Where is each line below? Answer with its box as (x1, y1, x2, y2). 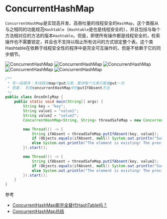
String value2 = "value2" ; (23, 113, 79, 118)
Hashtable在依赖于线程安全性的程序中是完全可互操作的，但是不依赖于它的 (5, 45, 157, 51)
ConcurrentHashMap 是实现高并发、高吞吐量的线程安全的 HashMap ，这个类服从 (5, 20, 159, 26)
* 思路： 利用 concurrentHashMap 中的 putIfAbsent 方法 (7, 85, 110, 90)
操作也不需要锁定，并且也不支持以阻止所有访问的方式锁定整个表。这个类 (5, 38, 153, 45)
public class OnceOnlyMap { (5, 95, 64, 100)
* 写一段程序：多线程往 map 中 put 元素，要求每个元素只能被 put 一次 (7, 81, 125, 86)
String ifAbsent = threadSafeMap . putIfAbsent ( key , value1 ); (31, 131, 159, 136)
